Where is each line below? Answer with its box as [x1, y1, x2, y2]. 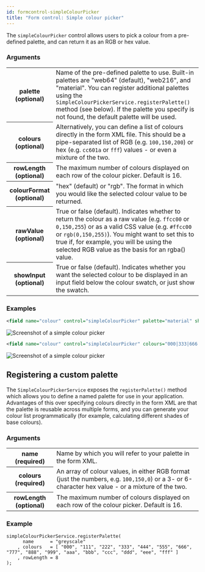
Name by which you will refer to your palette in [56, 449, 190, 458]
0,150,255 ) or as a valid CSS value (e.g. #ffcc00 [56, 222, 192, 231]
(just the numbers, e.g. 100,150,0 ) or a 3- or [56, 475, 183, 483]
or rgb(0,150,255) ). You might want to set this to [56, 230, 195, 239]
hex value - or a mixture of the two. [85, 483, 187, 491]
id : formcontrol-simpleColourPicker [6, 9, 99, 15]
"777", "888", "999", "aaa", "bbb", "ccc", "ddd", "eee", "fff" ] [6, 549, 179, 555]
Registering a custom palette [6, 370, 118, 380]
